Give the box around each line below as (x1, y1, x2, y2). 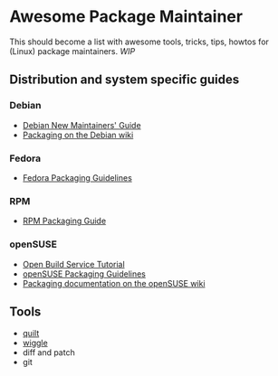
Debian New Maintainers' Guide (22, 119, 142, 130)
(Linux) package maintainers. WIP (9, 45, 136, 56)
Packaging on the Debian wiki (22, 129, 134, 140)
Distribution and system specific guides (9, 72, 240, 88)
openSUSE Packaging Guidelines (22, 268, 147, 279)
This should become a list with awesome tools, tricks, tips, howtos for (9, 36, 270, 47)
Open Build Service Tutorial (22, 258, 125, 269)
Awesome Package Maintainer (9, 6, 243, 27)
